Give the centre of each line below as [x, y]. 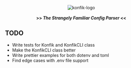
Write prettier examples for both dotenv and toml [60, 55]
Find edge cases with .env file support [50, 60]
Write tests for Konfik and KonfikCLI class [53, 45]
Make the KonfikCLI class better [44, 50]
